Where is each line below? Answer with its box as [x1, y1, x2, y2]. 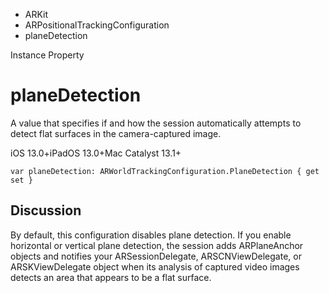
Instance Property [10, 49, 85, 61]
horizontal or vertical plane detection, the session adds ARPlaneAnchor [10, 239, 304, 251]
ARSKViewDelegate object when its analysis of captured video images [10, 260, 300, 273]
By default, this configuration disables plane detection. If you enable [10, 229, 292, 241]
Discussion [10, 202, 82, 219]
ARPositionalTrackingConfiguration [24, 19, 170, 31]
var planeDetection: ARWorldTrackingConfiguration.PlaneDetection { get [10, 166, 320, 176]
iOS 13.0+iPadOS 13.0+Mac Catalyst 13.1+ [10, 147, 182, 159]
